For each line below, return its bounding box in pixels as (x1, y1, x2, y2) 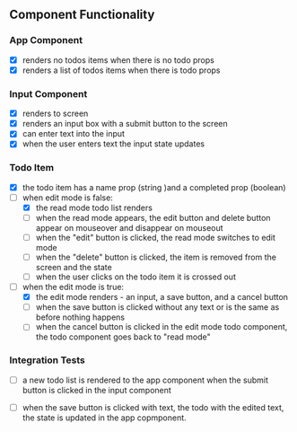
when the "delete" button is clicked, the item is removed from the (35, 251, 276, 262)
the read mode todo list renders (35, 202, 153, 213)
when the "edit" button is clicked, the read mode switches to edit (35, 232, 276, 242)
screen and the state (35, 262, 112, 273)
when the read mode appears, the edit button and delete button (35, 212, 271, 223)
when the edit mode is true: (22, 282, 124, 293)
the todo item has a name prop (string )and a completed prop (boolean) (22, 181, 286, 192)
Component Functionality (9, 7, 155, 22)
